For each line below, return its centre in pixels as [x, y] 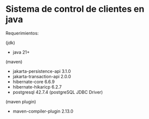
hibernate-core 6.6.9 [34, 82]
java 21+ [21, 52]
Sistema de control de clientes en [75, 9]
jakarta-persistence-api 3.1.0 [42, 71]
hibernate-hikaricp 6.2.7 [37, 87]
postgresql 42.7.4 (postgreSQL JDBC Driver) [58, 92]
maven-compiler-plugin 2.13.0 [43, 111]
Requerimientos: [22, 33]
